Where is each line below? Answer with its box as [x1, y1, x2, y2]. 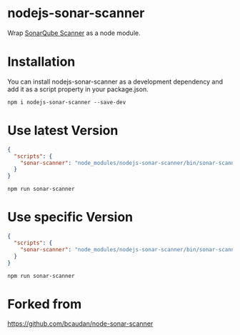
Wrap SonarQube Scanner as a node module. [7, 29, 141, 37]
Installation [7, 54, 76, 70]
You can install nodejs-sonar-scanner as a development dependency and [7, 77, 224, 86]
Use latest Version [7, 123, 119, 139]
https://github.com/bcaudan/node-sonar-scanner [7, 319, 154, 328]
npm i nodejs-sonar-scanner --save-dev [7, 99, 126, 106]
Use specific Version [7, 209, 134, 226]
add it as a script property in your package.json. [7, 84, 149, 94]
